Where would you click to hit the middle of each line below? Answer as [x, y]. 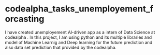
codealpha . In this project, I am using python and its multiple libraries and [79, 37]
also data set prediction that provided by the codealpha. [61, 47]
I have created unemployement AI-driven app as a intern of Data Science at [80, 32]
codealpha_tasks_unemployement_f [79, 9]
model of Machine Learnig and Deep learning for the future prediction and [79, 42]
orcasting [25, 19]
